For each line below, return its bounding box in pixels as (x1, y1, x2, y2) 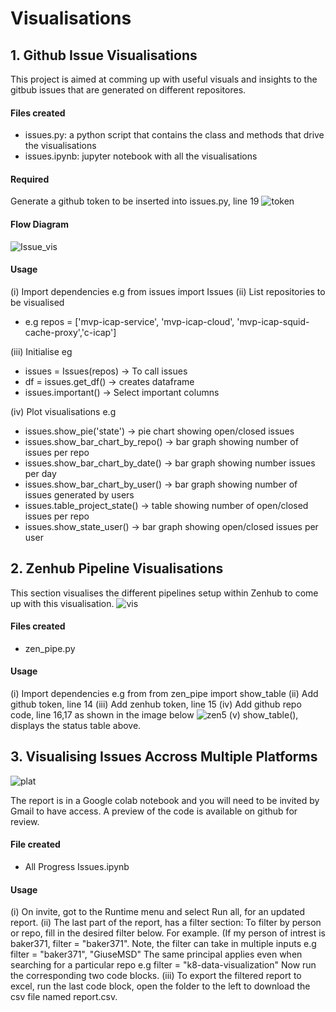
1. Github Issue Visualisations (10, 47, 198, 64)
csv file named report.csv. (10, 991, 118, 1003)
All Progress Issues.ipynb (24, 861, 130, 873)
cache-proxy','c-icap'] (24, 326, 117, 338)
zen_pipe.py (24, 642, 76, 654)
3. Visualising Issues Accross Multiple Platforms (10, 748, 318, 766)
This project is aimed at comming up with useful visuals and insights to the (10, 73, 318, 85)
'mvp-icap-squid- (236, 315, 310, 327)
